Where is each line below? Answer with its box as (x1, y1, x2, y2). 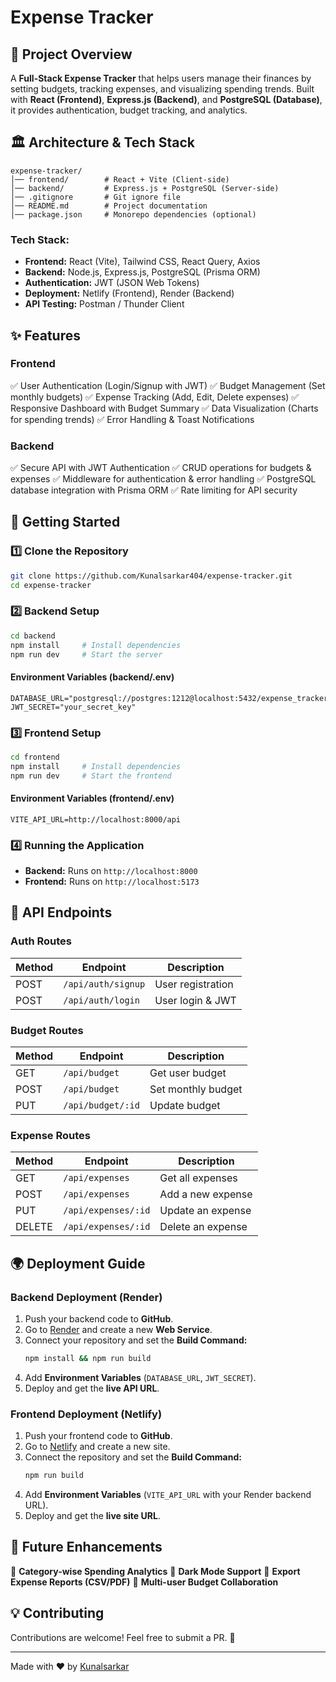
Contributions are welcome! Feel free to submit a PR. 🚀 (10, 1631, 236, 1643)
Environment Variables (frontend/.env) (10, 792, 175, 805)
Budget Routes (10, 1023, 84, 1037)
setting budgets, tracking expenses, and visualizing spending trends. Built (10, 83, 315, 95)
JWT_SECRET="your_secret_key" (10, 702, 137, 712)
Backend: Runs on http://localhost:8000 (24, 865, 198, 877)
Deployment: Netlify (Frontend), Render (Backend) (24, 287, 235, 300)
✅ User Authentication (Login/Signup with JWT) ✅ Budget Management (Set (10, 379, 326, 391)
